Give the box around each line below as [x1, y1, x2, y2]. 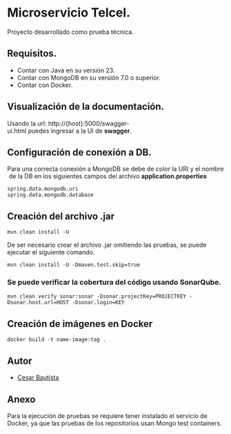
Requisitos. [7, 48, 57, 59]
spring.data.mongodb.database [7, 191, 94, 198]
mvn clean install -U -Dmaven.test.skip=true [7, 261, 140, 269]
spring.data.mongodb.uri [7, 185, 79, 193]
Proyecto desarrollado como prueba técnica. [7, 28, 134, 36]
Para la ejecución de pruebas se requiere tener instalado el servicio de [7, 411, 208, 419]
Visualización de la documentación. [7, 101, 164, 113]
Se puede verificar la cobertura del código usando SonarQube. [7, 278, 222, 287]
